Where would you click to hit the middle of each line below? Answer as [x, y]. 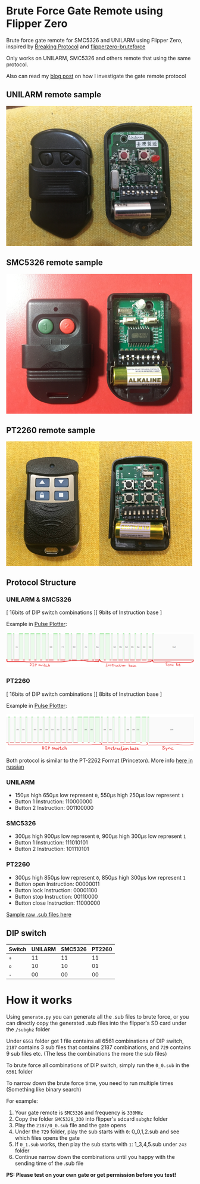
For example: [22, 1101]
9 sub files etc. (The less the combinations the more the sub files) [87, 1054]
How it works [39, 1000]
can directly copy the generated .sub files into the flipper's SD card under [96, 1023]
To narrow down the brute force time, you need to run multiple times [90, 1083]
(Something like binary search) [44, 1089]
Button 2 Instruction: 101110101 [52, 849]
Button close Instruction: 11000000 [57, 903]
